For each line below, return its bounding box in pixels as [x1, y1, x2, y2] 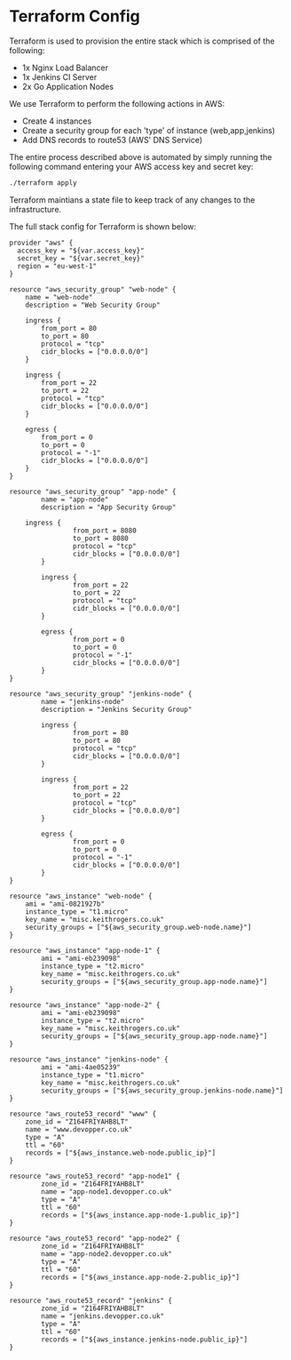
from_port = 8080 [72, 526, 138, 535]
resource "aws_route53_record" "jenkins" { [9, 1296, 173, 1305]
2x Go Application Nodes [21, 81, 114, 92]
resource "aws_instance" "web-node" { [9, 892, 153, 900]
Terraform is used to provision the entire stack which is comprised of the [9, 36, 275, 46]
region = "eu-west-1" [17, 261, 98, 270]
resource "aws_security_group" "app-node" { [9, 487, 177, 496]
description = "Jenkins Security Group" [41, 705, 193, 714]
